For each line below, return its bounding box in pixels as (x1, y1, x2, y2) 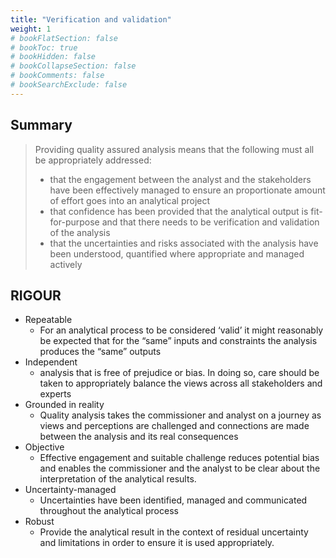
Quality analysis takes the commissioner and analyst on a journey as (39, 409, 322, 421)
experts (39, 388, 72, 400)
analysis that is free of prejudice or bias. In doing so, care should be (39, 367, 320, 379)
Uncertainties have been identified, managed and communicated (39, 494, 308, 506)
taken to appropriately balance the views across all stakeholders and (39, 377, 323, 390)
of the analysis (49, 226, 111, 238)
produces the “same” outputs (39, 346, 162, 358)
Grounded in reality (24, 399, 105, 411)
